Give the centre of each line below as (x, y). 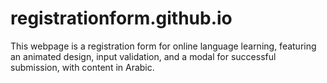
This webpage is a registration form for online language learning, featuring (163, 46)
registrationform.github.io (121, 18)
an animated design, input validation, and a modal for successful (143, 56)
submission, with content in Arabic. (82, 67)
